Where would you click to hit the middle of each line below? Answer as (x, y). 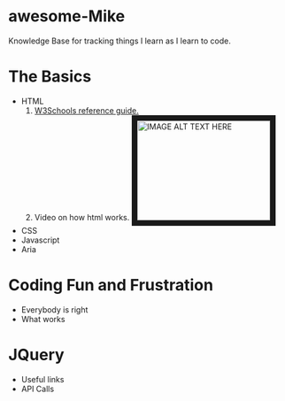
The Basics (50, 77)
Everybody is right (54, 309)
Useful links (42, 379)
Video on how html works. (82, 217)
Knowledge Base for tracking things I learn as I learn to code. (120, 41)
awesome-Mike (67, 16)
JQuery (36, 355)
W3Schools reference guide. (86, 110)
